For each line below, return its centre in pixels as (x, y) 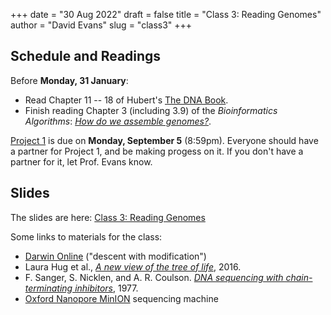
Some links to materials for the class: (86, 236)
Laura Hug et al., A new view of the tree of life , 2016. (133, 266)
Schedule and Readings (86, 56)
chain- (299, 277)
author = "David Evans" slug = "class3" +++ (101, 25)
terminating (48, 288)
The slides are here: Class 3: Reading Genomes (108, 217)
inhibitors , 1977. (106, 288)
